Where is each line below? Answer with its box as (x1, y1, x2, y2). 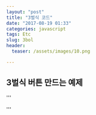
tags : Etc (6, 31, 31, 38)
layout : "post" (6, 8, 45, 15)
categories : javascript (6, 25, 66, 32)
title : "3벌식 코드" (6, 15, 53, 21)
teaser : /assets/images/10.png (11, 48, 91, 54)
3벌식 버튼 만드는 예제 (6, 77, 83, 88)
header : (6, 43, 26, 49)
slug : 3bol (6, 37, 34, 43)
